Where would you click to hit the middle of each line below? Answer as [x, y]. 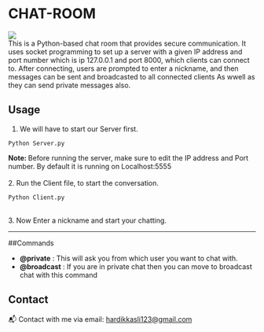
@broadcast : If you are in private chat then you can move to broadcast [136, 266]
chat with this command [59, 275]
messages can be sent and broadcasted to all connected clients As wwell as [132, 76]
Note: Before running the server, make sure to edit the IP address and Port [128, 157]
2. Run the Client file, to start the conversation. [84, 183]
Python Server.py [37, 143]
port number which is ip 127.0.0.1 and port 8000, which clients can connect [129, 60]
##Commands [31, 243]
